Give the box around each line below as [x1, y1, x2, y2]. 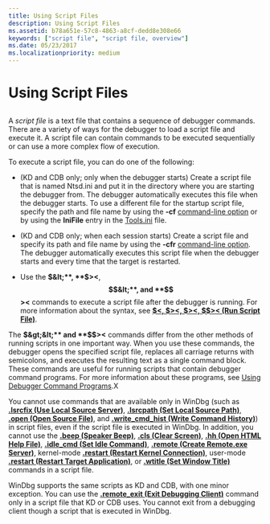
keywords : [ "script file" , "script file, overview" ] [8, 34, 189, 43]
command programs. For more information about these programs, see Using [8, 372, 261, 382]
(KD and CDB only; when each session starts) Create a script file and [19, 231, 249, 240]
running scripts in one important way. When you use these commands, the [8, 338, 255, 348]
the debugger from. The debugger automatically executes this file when [19, 190, 259, 199]
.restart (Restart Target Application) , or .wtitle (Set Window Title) [8, 456, 231, 466]
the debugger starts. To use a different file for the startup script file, [19, 198, 245, 207]
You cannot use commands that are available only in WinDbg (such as [8, 396, 239, 406]
